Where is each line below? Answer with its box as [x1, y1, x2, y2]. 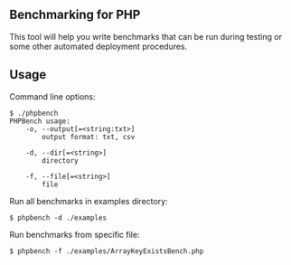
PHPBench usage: [9, 117, 70, 126]
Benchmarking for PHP [9, 7, 141, 23]
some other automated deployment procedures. [9, 41, 188, 52]
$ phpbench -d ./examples [9, 213, 107, 222]
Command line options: [9, 90, 96, 102]
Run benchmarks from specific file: [9, 229, 140, 240]
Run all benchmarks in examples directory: [9, 195, 169, 206]
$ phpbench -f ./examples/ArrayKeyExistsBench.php [9, 246, 204, 256]
